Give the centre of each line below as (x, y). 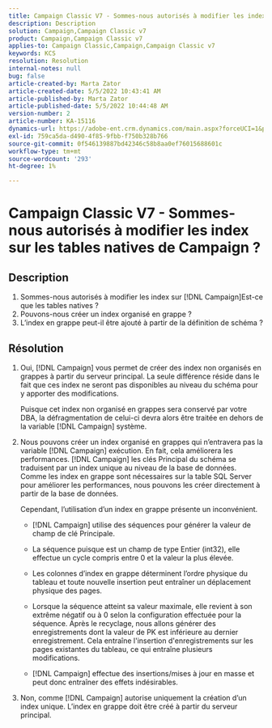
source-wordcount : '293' (50, 159)
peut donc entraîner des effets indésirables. (105, 682)
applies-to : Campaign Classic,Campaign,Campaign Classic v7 (112, 46)
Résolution (36, 348)
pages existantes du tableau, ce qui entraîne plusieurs (122, 649)
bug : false (27, 76)
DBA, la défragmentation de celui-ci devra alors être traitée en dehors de (142, 417)
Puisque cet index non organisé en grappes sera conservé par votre (134, 408)
